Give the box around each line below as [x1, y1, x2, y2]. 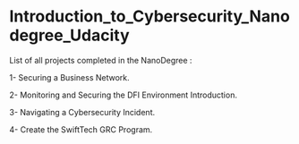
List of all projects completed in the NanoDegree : [9, 55, 192, 65]
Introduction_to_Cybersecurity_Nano [9, 6, 291, 27]
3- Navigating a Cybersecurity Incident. [9, 106, 155, 117]
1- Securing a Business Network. [9, 72, 130, 82]
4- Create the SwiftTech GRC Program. [9, 123, 153, 135]
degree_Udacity [9, 25, 130, 46]
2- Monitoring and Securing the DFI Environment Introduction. [9, 89, 237, 100]
